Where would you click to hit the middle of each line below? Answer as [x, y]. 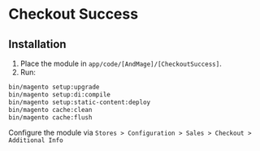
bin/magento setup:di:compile [60, 94]
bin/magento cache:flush [50, 117]
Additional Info [36, 140]
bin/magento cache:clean [50, 110]
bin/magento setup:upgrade [54, 87]
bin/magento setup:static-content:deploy [80, 102]
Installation [37, 44]
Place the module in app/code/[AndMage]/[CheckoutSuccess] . [121, 63]
